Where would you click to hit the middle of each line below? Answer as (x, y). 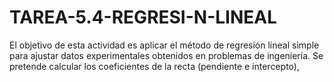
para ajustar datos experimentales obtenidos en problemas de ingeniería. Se (166, 55)
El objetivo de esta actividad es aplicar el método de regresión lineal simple (164, 45)
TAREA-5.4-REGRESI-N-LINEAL (143, 17)
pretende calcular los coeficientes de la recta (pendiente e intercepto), (154, 66)
